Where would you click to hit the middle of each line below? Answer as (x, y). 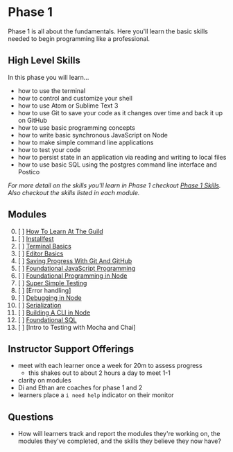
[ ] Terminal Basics (44, 246)
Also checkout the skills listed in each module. (74, 192)
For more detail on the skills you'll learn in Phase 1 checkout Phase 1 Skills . (114, 185)
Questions (31, 417)
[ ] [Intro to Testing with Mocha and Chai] (77, 327)
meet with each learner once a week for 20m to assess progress (110, 366)
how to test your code (49, 149)
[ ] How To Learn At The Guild (60, 231)
